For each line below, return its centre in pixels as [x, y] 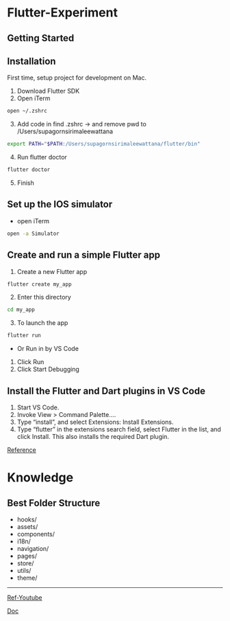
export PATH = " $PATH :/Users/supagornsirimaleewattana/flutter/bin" [104, 144]
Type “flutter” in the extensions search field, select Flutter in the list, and [119, 429]
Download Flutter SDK [48, 91]
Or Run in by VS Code [48, 349]
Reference [22, 450]
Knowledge [40, 478]
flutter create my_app [39, 284]
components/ [36, 534]
